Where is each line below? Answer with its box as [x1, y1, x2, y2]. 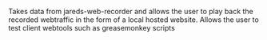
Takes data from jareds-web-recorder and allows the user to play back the [8, 7, 253, 16]
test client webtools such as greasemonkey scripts [8, 24, 176, 32]
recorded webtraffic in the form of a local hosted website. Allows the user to [8, 15, 260, 24]
